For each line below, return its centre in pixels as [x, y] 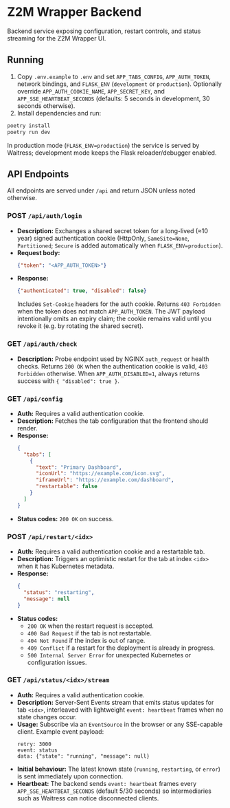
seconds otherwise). [46, 106]
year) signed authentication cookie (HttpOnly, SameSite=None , [103, 238]
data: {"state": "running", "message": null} [83, 756]
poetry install [29, 125]
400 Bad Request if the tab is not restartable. [90, 633]
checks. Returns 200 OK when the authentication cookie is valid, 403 [112, 366]
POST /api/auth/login [45, 216]
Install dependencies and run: [59, 113]
